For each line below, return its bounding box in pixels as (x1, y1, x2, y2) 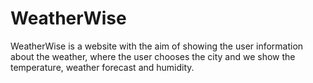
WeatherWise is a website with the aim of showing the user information (10, 40, 304, 52)
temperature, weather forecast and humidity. (10, 61, 195, 73)
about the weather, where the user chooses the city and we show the (10, 50, 296, 62)
